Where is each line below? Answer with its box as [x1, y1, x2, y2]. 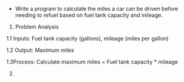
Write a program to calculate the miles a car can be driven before [15, 5, 179, 12]
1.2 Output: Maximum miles [6, 46, 75, 54]
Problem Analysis [15, 24, 59, 30]
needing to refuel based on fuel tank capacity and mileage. [15, 11, 163, 19]
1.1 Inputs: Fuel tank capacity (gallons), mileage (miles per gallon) [6, 35, 169, 42]
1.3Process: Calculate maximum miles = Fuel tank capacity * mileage [6, 58, 178, 65]
